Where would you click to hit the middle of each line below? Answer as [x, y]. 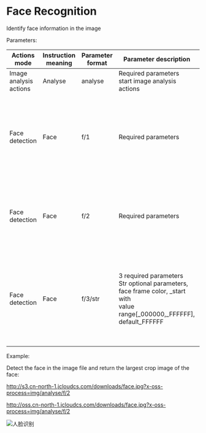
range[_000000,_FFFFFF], [157, 314]
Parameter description [157, 59]
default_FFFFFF [141, 321]
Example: [18, 356]
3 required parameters [151, 275]
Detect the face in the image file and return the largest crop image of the [98, 368]
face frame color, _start [152, 291]
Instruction [59, 55]
